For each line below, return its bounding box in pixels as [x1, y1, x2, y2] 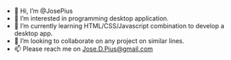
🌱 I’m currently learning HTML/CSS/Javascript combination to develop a [13, 22, 225, 30]
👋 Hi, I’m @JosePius [13, 7, 73, 15]
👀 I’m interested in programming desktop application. [13, 14, 169, 23]
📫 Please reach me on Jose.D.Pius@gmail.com [13, 44, 154, 53]
